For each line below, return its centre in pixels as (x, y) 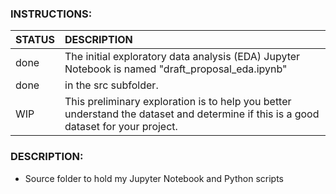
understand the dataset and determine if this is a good (192, 114)
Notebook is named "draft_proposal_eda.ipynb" (176, 69)
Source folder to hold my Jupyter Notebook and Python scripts (154, 178)
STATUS (35, 40)
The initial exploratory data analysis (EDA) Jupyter (182, 57)
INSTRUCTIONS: (51, 14)
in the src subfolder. (111, 85)
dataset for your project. (121, 127)
